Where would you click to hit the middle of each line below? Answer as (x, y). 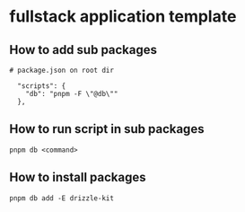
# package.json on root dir (62, 70)
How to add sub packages (83, 50)
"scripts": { (42, 86)
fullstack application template (123, 17)
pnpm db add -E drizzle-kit (62, 198)
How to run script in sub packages (107, 129)
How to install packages (78, 177)
